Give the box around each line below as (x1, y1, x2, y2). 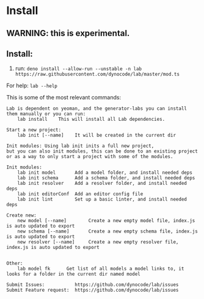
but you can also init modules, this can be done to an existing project (6, 148, 199, 154)
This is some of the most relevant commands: (6, 94, 121, 101)
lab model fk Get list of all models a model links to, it (17, 266, 184, 272)
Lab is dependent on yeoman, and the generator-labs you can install (6, 106, 188, 112)
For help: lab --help (6, 82, 58, 89)
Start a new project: (6, 127, 62, 133)
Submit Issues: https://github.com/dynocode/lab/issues (6, 282, 179, 288)
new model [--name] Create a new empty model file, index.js (17, 218, 195, 224)
